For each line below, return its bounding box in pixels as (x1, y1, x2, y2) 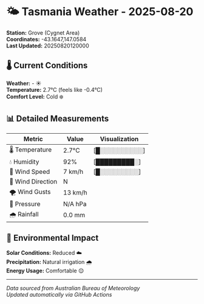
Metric (23, 134, 44, 143)
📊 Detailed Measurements (6, 114, 109, 124)
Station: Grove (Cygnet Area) (6, 29, 80, 36)
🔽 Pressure (9, 199, 41, 208)
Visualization (100, 134, 139, 143)
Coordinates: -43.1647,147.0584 (6, 35, 87, 43)
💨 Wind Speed (9, 167, 50, 176)
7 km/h (63, 167, 84, 176)
